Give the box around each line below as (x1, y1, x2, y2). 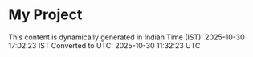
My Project (8, 6, 83, 24)
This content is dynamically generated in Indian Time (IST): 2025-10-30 (8, 32, 245, 42)
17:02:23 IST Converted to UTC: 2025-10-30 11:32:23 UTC (8, 40, 201, 50)
